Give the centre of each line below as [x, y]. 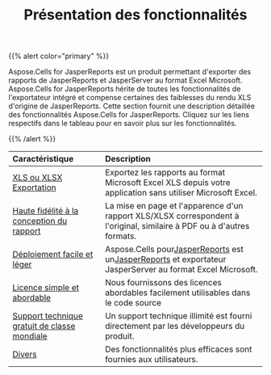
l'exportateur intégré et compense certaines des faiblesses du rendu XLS [130, 98]
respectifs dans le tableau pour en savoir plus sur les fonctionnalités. [123, 124]
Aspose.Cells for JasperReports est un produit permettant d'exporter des [130, 72]
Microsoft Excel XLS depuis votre [168, 183]
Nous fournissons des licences [163, 283]
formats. [121, 236]
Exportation [34, 187]
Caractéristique [43, 159]
